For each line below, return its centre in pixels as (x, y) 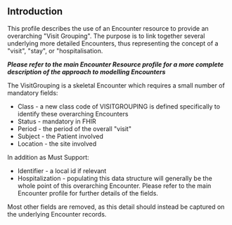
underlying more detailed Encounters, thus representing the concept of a (113, 43)
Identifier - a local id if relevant (62, 170)
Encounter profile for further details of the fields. (88, 193)
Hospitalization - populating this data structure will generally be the (115, 178)
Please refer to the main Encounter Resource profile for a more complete (116, 64)
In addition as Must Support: (48, 157)
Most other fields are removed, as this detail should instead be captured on (116, 207)
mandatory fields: (33, 93)
